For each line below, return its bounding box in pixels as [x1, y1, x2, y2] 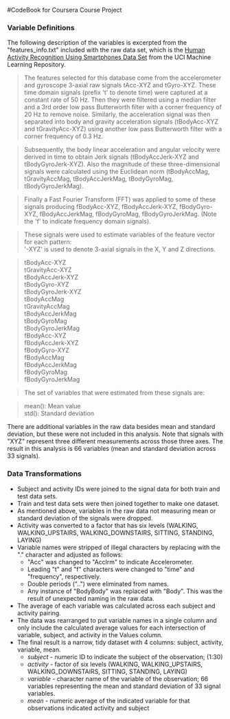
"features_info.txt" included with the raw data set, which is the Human [7, 46, 205, 54]
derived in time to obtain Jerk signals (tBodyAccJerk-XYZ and [23, 153, 199, 161]
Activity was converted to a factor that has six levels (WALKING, [16, 521, 198, 529]
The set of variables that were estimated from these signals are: [23, 388, 205, 397]
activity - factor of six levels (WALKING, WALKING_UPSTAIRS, [27, 660, 203, 668]
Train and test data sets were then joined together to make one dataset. [16, 499, 220, 507]
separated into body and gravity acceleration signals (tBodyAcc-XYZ [23, 118, 218, 126]
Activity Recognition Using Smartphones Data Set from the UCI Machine [7, 53, 211, 61]
